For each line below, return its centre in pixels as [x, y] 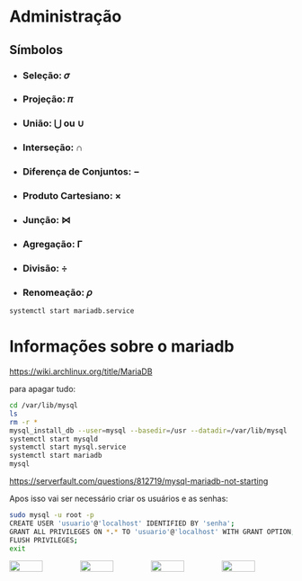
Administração [66, 17]
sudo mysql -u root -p [52, 515]
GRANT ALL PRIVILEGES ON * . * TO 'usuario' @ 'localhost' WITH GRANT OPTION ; [152, 532]
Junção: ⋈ [46, 220]
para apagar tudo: [43, 389]
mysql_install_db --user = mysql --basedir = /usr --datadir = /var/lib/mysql [148, 430]
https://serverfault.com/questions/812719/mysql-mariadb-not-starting [139, 481]
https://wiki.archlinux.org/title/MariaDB [81, 371]
